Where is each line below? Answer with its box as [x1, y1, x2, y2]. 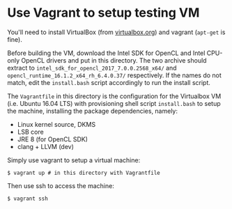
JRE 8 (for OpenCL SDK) [17, 134, 88, 144]
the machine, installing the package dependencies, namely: [7, 107, 178, 115]
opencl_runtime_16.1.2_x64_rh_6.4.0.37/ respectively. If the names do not [7, 71, 222, 79]
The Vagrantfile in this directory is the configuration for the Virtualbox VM [7, 92, 222, 100]
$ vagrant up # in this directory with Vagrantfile [7, 169, 160, 176]
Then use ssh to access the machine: [7, 181, 115, 189]
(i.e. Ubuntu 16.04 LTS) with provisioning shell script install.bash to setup [7, 99, 221, 107]
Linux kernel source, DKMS [17, 120, 96, 128]
